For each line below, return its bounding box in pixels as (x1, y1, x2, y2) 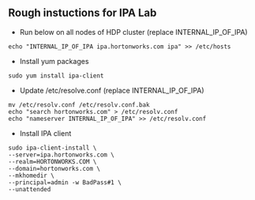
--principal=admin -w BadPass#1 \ (8, 178, 122, 187)
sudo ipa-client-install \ (8, 144, 97, 152)
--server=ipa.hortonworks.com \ (8, 150, 114, 159)
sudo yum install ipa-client (8, 71, 104, 80)
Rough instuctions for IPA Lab (8, 6, 157, 20)
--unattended (8, 185, 51, 193)
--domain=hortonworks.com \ (8, 164, 101, 172)
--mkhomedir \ (8, 172, 55, 179)
